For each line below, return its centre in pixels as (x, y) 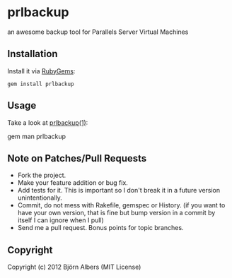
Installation (33, 54)
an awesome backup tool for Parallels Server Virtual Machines (98, 32)
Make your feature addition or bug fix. (73, 183)
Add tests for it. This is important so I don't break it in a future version (119, 191)
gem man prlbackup (36, 136)
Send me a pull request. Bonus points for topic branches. (100, 228)
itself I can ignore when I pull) (60, 220)
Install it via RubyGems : (41, 71)
